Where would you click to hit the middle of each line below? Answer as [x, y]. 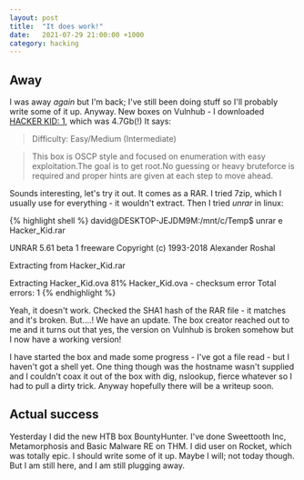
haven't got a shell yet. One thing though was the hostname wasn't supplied [152, 367]
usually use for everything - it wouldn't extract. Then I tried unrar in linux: [147, 203]
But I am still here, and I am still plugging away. [97, 465]
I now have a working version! [66, 340]
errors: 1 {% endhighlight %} [63, 293]
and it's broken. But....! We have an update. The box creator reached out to [149, 320]
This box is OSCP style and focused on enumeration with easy [148, 156]
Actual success [54, 415]
